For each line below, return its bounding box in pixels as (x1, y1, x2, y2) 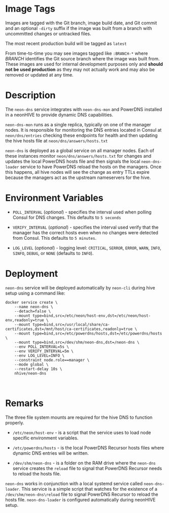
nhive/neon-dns (14, 371, 47, 376)
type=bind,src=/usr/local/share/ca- (32, 322, 110, 327)
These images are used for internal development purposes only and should (5, 61, 163, 67)
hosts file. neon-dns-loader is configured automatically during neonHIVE (5, 496, 156, 502)
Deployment (5, 268, 58, 279)
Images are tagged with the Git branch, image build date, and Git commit (5, 20, 157, 26)
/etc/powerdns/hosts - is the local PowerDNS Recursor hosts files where (12, 445, 164, 451)
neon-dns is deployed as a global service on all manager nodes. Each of (5, 148, 154, 154)
